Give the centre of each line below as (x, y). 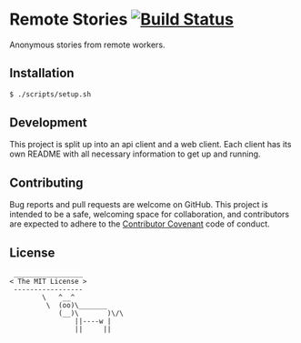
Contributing (46, 182)
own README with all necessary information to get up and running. (135, 154)
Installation (42, 73)
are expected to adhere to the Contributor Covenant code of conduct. (140, 224)
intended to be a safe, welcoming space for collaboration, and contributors (149, 215)
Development (49, 123)
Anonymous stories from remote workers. (87, 45)
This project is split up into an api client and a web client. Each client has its (150, 145)
